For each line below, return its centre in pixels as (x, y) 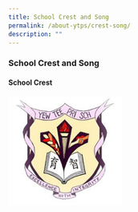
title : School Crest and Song (59, 17)
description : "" (35, 34)
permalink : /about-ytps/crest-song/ (69, 25)
